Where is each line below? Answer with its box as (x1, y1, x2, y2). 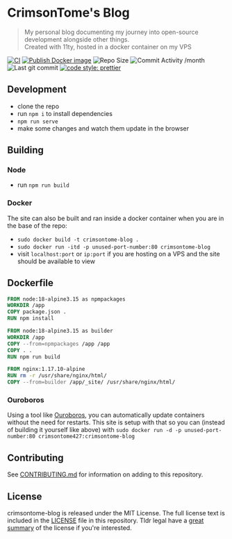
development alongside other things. (24, 35, 130, 43)
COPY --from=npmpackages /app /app (7, 340, 110, 347)
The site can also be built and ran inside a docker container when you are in (7, 214, 224, 222)
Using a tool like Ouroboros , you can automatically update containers (7, 411, 205, 420)
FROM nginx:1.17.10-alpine (7, 366, 85, 373)
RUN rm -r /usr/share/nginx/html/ (7, 372, 108, 379)
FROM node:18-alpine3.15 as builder (7, 328, 113, 335)
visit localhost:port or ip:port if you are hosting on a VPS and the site (17, 249, 220, 258)
